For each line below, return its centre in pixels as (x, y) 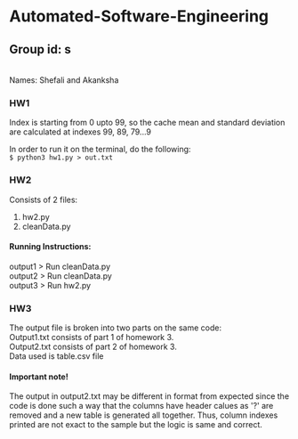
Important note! (39, 377)
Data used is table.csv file (56, 356)
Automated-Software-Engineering (139, 16)
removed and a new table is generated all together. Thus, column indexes (144, 415)
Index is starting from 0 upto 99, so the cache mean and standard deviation (147, 123)
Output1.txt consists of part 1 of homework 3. (92, 337)
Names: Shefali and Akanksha (64, 80)
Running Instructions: (50, 247)
